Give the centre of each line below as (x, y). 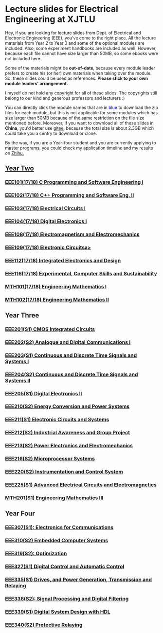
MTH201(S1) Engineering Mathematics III (54, 498)
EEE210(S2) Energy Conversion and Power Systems (67, 406)
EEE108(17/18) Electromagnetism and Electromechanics (72, 234)
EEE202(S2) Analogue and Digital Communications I (68, 342)
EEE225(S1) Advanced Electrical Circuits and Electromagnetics (81, 485)
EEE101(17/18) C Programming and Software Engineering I (74, 182)
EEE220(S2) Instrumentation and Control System (64, 472)
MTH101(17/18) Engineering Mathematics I (56, 286)
